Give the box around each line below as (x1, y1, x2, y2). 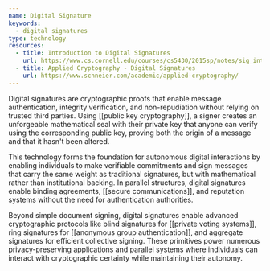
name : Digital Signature (8, 11, 92, 20)
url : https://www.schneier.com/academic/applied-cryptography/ (22, 72, 239, 80)
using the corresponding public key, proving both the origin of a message (8, 128, 252, 138)
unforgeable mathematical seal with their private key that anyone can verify (8, 119, 259, 129)
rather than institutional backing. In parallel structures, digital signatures (8, 178, 247, 187)
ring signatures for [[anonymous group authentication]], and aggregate (8, 227, 243, 237)
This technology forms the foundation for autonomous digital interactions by (8, 152, 261, 162)
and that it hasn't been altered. (8, 136, 110, 146)
